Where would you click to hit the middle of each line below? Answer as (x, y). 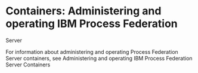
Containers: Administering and (83, 11)
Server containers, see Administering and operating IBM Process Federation (99, 58)
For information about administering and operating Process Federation (92, 51)
